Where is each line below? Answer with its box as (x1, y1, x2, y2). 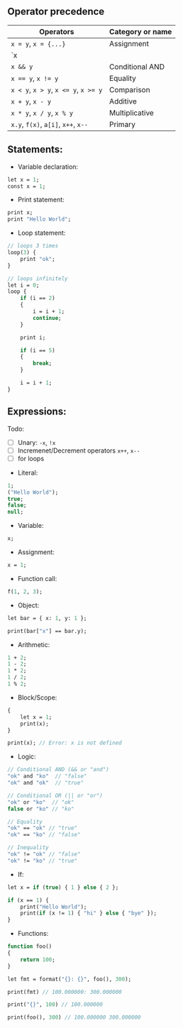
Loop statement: (17, 228, 66, 237)
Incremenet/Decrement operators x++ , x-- (17, 446, 140, 455)
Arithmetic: (17, 640, 50, 648)
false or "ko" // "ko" (7, 805, 74, 812)
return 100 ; (20, 956, 55, 963)
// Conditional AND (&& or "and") (7, 766, 110, 773)
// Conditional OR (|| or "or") (7, 792, 103, 799)
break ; (33, 360, 52, 367)
